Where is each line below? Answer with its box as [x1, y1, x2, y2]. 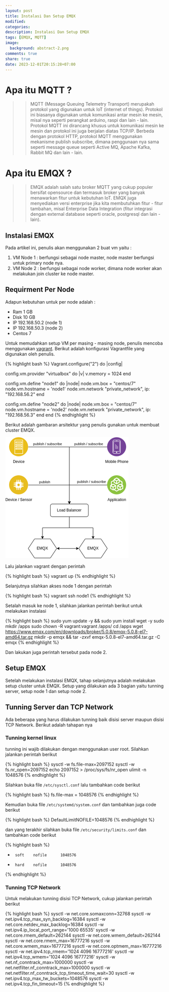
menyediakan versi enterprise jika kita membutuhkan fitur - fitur [30, 201, 163, 207]
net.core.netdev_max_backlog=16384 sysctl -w [5, 921, 104, 928]
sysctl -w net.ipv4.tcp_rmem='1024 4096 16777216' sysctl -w [5, 948, 134, 954]
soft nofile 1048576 [15, 852, 77, 857]
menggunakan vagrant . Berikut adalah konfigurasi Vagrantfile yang [5, 345, 145, 351]
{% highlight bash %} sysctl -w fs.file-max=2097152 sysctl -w [5, 761, 135, 767]
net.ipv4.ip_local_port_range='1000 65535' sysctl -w [5, 927, 115, 933]
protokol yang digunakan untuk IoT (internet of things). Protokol [30, 107, 163, 113]
